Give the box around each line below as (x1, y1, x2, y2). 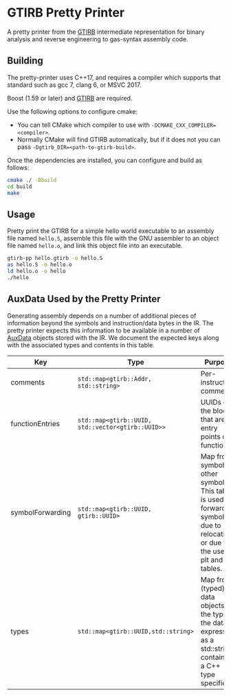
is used (200, 494, 224, 504)
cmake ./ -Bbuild (7, 176, 57, 183)
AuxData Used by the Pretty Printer (7, 293, 161, 305)
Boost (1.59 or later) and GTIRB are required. (7, 94, 133, 102)
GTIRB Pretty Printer (7, 5, 125, 21)
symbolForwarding (10, 507, 71, 517)
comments (10, 377, 45, 387)
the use (200, 546, 225, 556)
